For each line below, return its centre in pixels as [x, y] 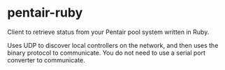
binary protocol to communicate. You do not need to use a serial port [107, 53]
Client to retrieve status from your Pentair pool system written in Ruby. [108, 32]
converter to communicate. [46, 60]
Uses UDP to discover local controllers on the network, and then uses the [113, 45]
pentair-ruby [45, 13]
